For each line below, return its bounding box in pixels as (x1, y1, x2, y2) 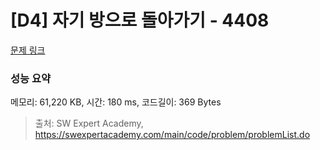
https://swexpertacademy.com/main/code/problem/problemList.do (34, 129, 311, 141)
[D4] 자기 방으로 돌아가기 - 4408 (10, 9, 270, 32)
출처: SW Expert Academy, (34, 117, 144, 130)
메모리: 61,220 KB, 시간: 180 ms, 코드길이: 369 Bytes (10, 96, 222, 108)
